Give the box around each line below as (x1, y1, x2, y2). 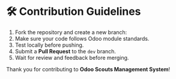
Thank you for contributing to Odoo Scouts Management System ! (6, 65, 171, 72)
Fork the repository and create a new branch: (14, 28, 127, 36)
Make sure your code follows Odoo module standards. (14, 35, 150, 42)
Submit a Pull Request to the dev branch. (14, 47, 116, 54)
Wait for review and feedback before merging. (14, 54, 129, 61)
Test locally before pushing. (14, 41, 84, 48)
